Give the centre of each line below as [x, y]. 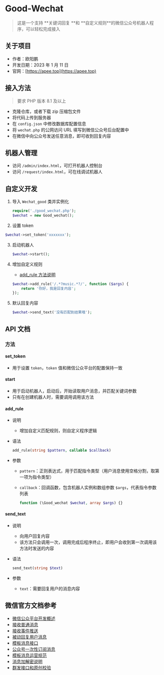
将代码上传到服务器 [32, 117]
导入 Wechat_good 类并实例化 [41, 202]
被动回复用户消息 [29, 637]
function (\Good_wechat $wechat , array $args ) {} [71, 503]
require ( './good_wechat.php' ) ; [44, 211]
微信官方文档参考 [31, 606]
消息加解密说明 [27, 661]
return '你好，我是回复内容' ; [49, 288]
